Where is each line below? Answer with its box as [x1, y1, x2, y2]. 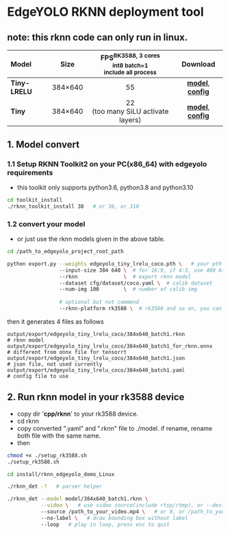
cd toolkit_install [7, 197, 63, 204]
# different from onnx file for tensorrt [7, 348, 127, 355]
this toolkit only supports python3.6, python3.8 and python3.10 [16, 183, 194, 192]
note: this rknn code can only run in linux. [7, 32, 188, 43]
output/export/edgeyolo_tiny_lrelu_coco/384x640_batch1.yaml [7, 366, 186, 374]
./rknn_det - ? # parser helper [7, 483, 103, 490]
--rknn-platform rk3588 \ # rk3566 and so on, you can [59, 305, 222, 312]
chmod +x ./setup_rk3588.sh [7, 452, 88, 459]
